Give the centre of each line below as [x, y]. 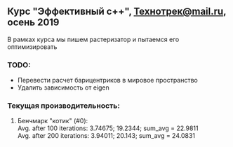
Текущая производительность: [64, 106]
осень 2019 [33, 23]
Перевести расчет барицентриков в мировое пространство [108, 80]
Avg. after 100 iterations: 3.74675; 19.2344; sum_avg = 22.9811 [108, 128]
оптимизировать [32, 47]
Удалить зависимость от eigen [64, 87]
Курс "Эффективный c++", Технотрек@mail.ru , [117, 12]
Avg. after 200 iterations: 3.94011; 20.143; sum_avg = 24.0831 [106, 136]
